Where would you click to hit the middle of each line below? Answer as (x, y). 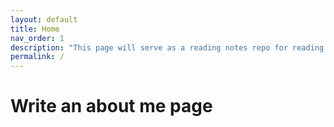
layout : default (44, 19)
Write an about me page (111, 106)
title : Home (35, 29)
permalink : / (37, 57)
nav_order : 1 (37, 38)
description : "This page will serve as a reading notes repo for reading (167, 47)
